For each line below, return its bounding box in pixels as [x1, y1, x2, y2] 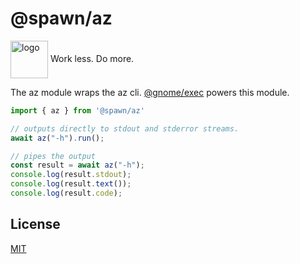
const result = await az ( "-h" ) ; [10, 160, 145, 171]
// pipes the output [10, 151, 97, 161]
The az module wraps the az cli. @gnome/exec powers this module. [10, 86, 290, 98]
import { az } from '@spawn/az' [10, 105, 145, 116]
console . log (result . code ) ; [10, 188, 123, 199]
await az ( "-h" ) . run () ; [10, 133, 105, 143]
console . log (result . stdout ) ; [10, 170, 132, 180]
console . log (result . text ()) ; [10, 179, 132, 189]
